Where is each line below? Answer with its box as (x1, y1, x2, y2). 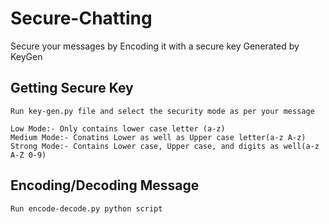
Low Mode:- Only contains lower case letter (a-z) (10, 123, 226, 134)
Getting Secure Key (10, 80, 134, 97)
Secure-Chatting (10, 7, 153, 30)
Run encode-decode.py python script (10, 203, 163, 214)
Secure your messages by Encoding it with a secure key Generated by (10, 40, 300, 52)
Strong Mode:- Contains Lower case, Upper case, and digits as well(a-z (10, 141, 320, 151)
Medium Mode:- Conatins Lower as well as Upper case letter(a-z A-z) (10, 132, 307, 142)
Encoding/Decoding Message (10, 177, 200, 194)
